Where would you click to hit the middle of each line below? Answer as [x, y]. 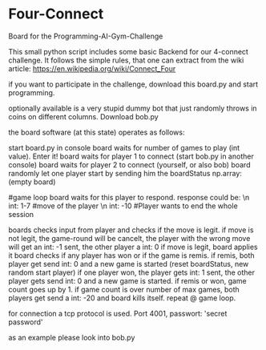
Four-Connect [56, 14]
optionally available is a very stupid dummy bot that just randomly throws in [133, 108]
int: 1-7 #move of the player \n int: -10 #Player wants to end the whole [123, 206]
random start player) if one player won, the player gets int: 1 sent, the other [131, 272]
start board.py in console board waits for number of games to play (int [124, 147]
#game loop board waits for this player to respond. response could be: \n [129, 197]
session [21, 214]
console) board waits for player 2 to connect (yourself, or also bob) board [129, 164]
